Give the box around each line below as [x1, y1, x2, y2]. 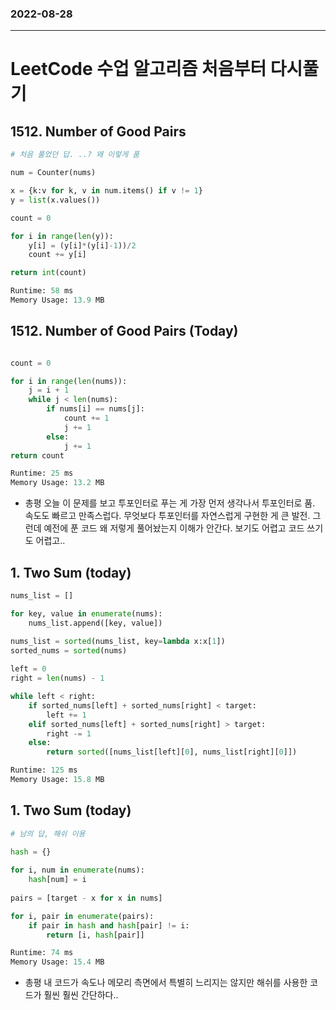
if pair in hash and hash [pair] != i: [28, 920, 190, 931]
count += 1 [63, 413, 110, 424]
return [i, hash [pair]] [46, 930, 145, 940]
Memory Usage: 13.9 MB [10, 295, 105, 306]
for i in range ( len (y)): [10, 231, 114, 241]
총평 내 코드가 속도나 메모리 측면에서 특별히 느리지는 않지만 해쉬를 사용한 [24, 977, 308, 989]
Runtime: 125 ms [10, 765, 78, 776]
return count [10, 450, 65, 461]
